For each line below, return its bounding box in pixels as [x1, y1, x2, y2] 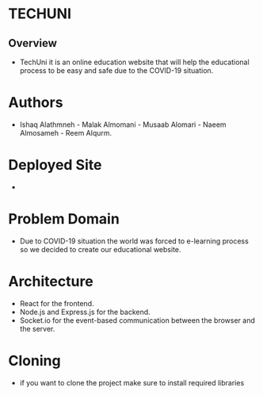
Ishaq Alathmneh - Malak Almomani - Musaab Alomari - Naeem [19, 120, 227, 129]
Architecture [8, 273, 93, 290]
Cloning [8, 351, 61, 370]
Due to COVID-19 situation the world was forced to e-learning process [19, 236, 250, 246]
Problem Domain [8, 210, 120, 228]
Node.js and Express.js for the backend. [19, 307, 151, 316]
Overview [8, 36, 58, 50]
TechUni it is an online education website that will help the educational [19, 57, 250, 67]
